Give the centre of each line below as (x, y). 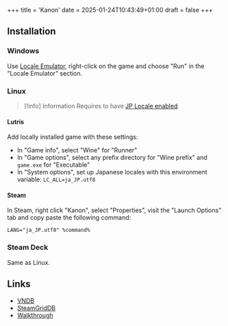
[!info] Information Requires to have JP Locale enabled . (102, 106)
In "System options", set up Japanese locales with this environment (112, 172)
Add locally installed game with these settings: (73, 137)
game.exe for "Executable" (53, 165)
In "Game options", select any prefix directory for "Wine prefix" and (112, 158)
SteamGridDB (36, 307)
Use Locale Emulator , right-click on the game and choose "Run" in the (106, 66)
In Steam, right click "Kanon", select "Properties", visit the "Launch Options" (114, 210)
